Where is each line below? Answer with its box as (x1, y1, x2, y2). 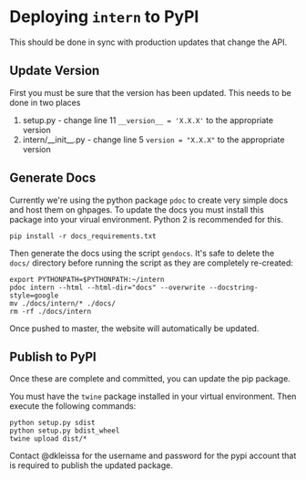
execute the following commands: (9, 401, 137, 412)
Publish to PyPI (9, 349, 97, 364)
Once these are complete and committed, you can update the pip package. (9, 373, 291, 384)
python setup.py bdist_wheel (9, 426, 120, 435)
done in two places (9, 97, 81, 108)
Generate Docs (9, 171, 97, 186)
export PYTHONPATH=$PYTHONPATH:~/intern (9, 275, 166, 284)
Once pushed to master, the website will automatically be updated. (9, 322, 260, 334)
